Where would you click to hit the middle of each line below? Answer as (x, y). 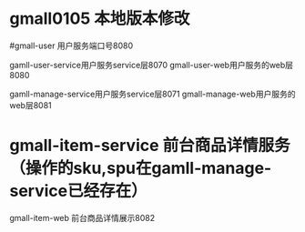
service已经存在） (78, 191)
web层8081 (30, 105)
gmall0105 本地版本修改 (100, 19)
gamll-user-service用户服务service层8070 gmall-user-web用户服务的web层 (152, 65)
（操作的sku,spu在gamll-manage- (141, 168)
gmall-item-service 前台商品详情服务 (150, 146)
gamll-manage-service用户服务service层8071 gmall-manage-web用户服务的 (152, 94)
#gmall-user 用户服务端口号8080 (71, 45)
